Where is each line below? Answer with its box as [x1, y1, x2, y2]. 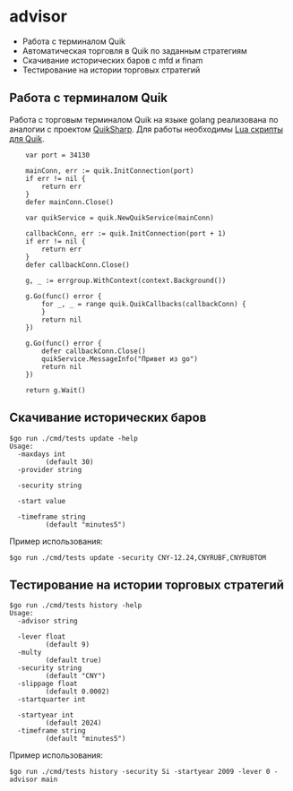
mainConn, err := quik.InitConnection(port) [25, 166, 194, 176]
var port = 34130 [25, 150, 90, 159]
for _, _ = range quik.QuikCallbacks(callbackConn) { [41, 299, 246, 308]
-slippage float [17, 679, 78, 689]
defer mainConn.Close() [25, 197, 115, 207]
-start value [17, 496, 66, 505]
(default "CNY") [45, 672, 106, 681]
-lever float [17, 632, 66, 641]
